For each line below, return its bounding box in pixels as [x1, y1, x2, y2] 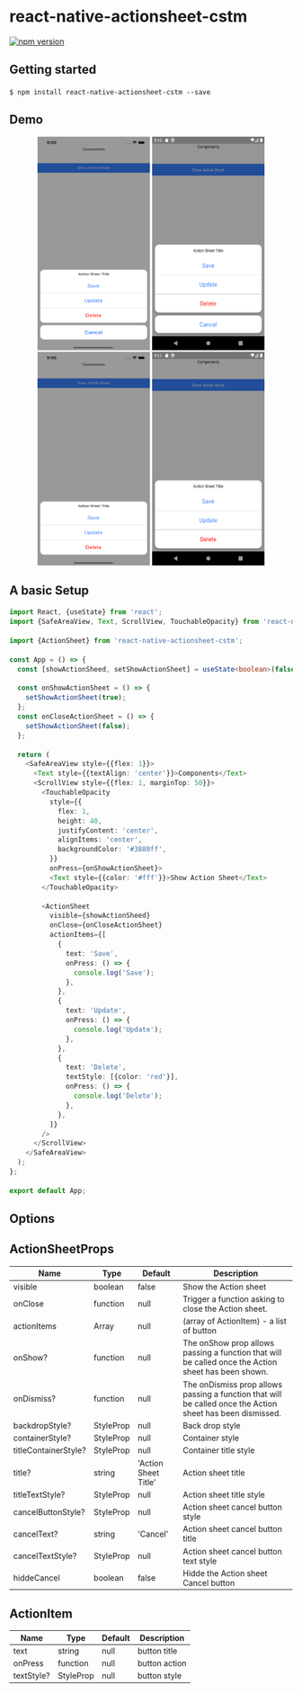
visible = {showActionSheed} [49, 911, 151, 921]
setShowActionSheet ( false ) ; [25, 721, 130, 730]
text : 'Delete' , [66, 1063, 127, 1072]
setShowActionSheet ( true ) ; [25, 693, 127, 702]
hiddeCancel [13, 1573, 60, 1583]
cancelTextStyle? [13, 1551, 77, 1562]
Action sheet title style [182, 1489, 265, 1500]
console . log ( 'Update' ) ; [73, 1025, 164, 1034]
